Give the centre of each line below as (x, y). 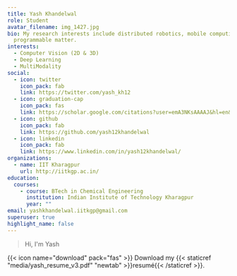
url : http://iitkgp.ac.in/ (60, 171)
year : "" (39, 204)
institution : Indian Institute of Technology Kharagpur (110, 198)
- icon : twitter (37, 79)
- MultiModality (37, 66)
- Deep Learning (37, 60)
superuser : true (31, 217)
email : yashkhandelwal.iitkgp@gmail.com (68, 211)
